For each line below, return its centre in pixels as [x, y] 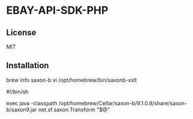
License [21, 33]
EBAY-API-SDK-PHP [57, 10]
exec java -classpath [32, 103]
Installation [28, 65]
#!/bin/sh [17, 91]
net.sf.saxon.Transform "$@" [74, 109]
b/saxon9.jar [22, 109]
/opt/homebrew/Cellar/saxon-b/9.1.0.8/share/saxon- [123, 103]
